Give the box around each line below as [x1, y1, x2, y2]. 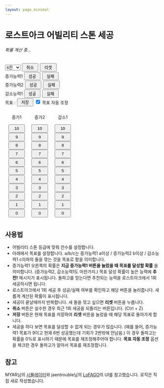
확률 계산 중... [5, 47, 31, 53]
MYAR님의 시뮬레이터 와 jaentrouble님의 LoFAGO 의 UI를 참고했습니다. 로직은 [5, 372, 152, 378]
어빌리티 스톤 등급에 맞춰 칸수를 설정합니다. [12, 244, 95, 250]
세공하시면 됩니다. [12, 281, 47, 287]
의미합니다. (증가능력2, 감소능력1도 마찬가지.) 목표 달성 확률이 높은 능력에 [12, 269, 152, 274]
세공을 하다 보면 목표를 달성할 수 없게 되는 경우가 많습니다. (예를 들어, [12, 324, 144, 330]
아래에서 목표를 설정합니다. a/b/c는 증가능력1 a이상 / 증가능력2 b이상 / [12, 251, 146, 256]
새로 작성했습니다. [10, 378, 45, 384]
